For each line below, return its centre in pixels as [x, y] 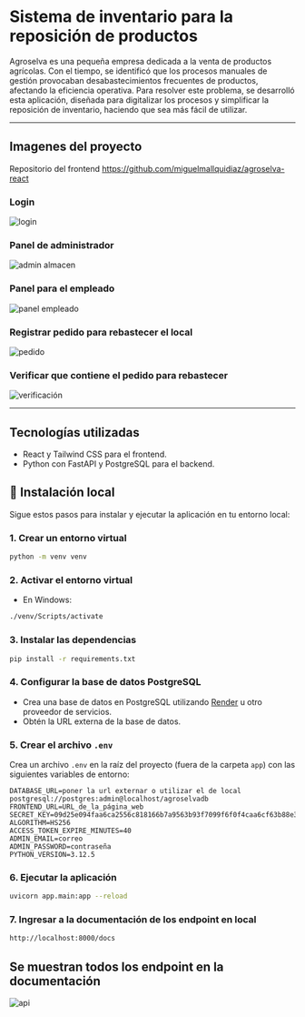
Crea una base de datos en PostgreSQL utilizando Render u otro [143, 701]
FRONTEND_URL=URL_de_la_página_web [77, 807]
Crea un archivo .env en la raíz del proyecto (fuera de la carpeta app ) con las [152, 764]
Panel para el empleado [62, 288]
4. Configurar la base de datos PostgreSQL [105, 682]
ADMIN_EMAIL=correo [46, 839]
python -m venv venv [49, 557]
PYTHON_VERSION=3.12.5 [52, 854]
